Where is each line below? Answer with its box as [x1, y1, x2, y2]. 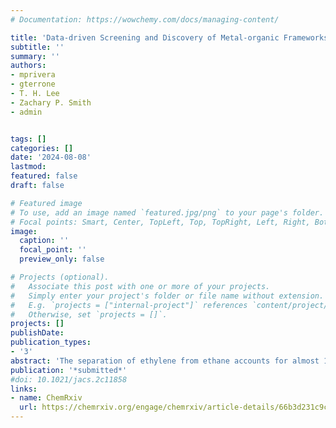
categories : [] [10, 143, 74, 153]
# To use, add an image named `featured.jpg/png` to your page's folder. [10, 207, 325, 218]
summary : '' [10, 51, 60, 61]
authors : [10, 61, 47, 71]
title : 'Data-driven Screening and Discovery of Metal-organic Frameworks [10, 32, 329, 43]
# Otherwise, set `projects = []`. [10, 309, 168, 320]
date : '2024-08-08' [10, 152, 92, 163]
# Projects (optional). [10, 272, 110, 282]
